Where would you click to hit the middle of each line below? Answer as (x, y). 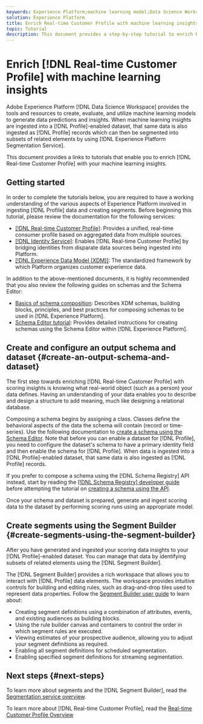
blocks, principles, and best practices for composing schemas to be (99, 309)
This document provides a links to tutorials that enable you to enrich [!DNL (99, 157)
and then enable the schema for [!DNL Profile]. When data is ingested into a (100, 451)
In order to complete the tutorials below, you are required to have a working (100, 197)
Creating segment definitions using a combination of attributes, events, (103, 611)
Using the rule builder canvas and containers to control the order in (98, 625)
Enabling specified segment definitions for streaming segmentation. (99, 657)
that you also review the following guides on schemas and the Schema (94, 285)
